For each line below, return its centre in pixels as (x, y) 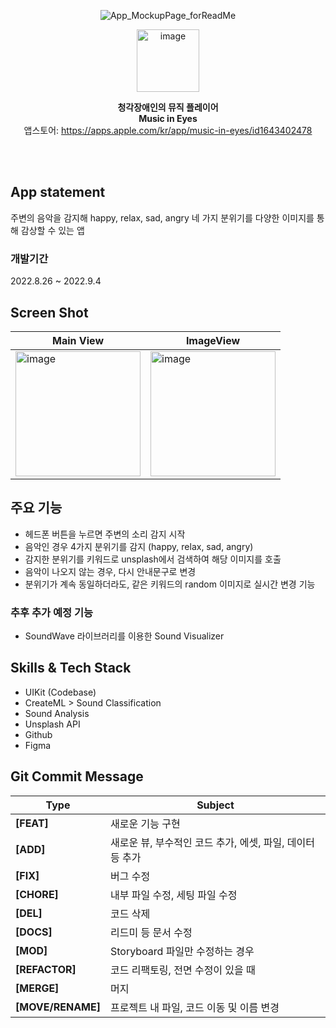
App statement (58, 192)
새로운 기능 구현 (145, 823)
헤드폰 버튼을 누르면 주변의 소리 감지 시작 (105, 534)
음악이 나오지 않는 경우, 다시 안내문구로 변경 (110, 571)
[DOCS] (34, 932)
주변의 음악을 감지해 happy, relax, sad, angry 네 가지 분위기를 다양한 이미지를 (162, 217)
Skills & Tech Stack (71, 668)
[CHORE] (37, 894)
